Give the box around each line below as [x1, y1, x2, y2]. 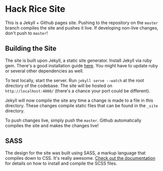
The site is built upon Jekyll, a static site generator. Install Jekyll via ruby [5, 57, 152, 63]
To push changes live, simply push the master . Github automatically [5, 117, 142, 123]
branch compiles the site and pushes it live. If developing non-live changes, [5, 25, 159, 30]
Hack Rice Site [5, 3, 65, 15]
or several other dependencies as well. [5, 68, 84, 74]
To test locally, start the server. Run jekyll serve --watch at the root [5, 77, 144, 83]
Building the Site [5, 44, 57, 53]
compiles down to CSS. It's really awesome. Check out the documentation [5, 155, 156, 161]
